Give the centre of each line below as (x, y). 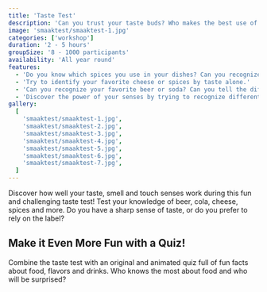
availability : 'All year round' (62, 60)
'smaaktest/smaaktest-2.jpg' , (73, 126)
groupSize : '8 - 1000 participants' (69, 52)
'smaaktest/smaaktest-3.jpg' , (73, 133)
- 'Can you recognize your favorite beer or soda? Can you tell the (131, 89)
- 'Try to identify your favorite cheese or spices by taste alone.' (133, 82)
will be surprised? (37, 279)
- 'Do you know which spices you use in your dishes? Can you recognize (138, 75)
